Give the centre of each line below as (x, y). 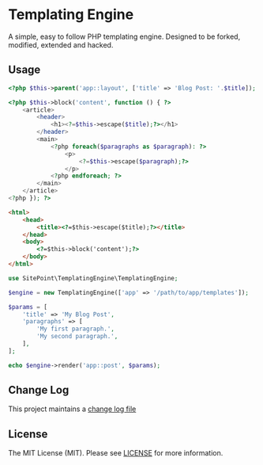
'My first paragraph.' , (75, 329)
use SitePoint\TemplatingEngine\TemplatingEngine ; (93, 278)
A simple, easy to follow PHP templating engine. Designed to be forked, (124, 36)
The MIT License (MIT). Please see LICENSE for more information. (116, 453)
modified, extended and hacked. (61, 44)
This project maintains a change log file (72, 409)
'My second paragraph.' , (77, 337)
